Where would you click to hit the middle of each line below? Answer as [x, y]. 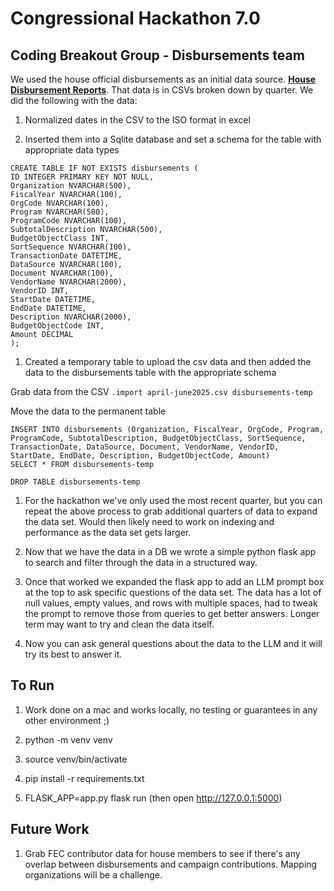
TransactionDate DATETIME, [66, 256]
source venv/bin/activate [76, 759]
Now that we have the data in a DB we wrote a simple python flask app [170, 551]
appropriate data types [72, 150]
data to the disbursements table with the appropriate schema [150, 372]
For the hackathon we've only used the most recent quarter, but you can [173, 500]
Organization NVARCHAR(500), [71, 186]
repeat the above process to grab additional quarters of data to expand [171, 511]
